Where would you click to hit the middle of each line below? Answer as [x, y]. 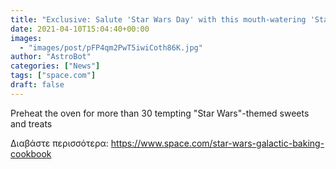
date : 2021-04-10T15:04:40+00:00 [80, 29]
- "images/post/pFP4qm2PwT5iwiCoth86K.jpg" [111, 47]
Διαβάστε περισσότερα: [59, 143]
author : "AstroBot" [51, 57]
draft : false [37, 85]
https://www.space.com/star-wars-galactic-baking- [217, 143]
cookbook [31, 153]
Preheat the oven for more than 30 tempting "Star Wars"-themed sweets [160, 113]
